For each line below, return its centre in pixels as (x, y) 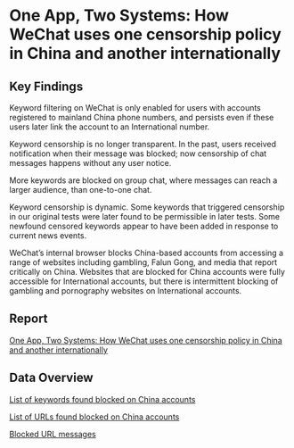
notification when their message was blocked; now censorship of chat (138, 153)
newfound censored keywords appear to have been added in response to (144, 226)
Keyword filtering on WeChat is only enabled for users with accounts (135, 108)
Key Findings (46, 86)
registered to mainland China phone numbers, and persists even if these (142, 117)
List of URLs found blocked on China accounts (94, 417)
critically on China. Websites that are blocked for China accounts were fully (147, 272)
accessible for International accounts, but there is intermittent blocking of (144, 281)
